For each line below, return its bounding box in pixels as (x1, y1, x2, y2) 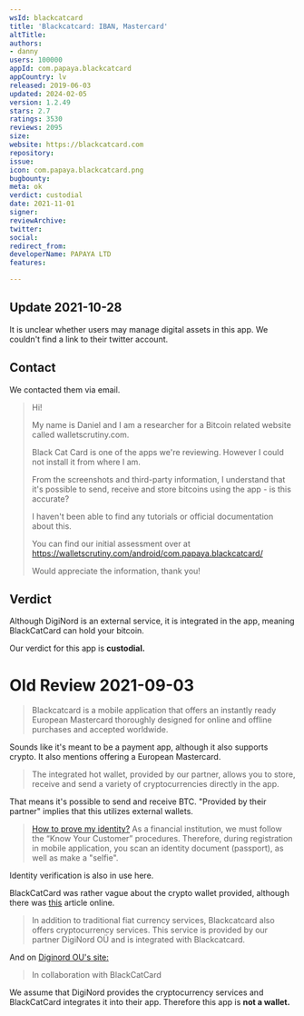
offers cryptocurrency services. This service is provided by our (31, 924, 269, 936)
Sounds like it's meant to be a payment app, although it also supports (9, 742, 269, 752)
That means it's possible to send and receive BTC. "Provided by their (9, 796, 267, 807)
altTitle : (9, 30, 47, 39)
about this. (31, 520, 73, 532)
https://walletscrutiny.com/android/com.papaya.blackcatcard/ (31, 547, 263, 559)
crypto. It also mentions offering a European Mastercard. (9, 752, 221, 762)
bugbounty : (9, 174, 51, 183)
